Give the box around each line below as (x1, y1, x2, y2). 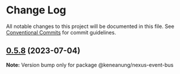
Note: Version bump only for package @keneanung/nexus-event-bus (6, 61, 174, 68)
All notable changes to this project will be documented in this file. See (6, 23, 175, 30)
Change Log (6, 3, 66, 17)
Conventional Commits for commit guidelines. (6, 29, 116, 36)
